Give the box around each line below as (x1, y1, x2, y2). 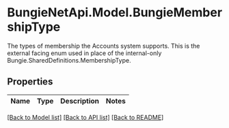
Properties (7, 76, 53, 88)
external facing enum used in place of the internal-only (7, 49, 162, 57)
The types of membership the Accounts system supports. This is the (7, 42, 200, 50)
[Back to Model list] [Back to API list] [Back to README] (7, 113, 164, 121)
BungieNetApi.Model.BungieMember (7, 5, 223, 20)
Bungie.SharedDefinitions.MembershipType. (7, 56, 131, 64)
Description (60, 96, 99, 106)
